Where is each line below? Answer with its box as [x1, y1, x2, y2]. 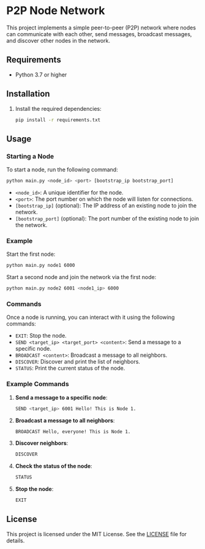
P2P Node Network [6, 4, 105, 18]
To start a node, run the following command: [6, 166, 118, 173]
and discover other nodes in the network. [6, 37, 111, 44]
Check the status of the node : [15, 463, 93, 470]
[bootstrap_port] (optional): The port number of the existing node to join [15, 215, 199, 222]
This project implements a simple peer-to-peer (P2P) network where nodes [6, 24, 196, 31]
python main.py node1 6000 [6, 263, 75, 269]
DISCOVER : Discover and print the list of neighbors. [15, 358, 141, 365]
